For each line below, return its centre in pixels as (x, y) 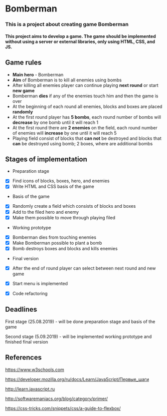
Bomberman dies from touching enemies (54, 237)
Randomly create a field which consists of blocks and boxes (74, 206)
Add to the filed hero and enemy (45, 212)
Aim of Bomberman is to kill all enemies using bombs (67, 80)
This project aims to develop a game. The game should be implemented (81, 36)
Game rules (23, 63)
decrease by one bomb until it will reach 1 (55, 122)
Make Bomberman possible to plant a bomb (57, 243)
